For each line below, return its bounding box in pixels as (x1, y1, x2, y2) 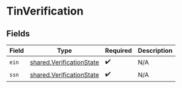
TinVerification (6, 4, 84, 18)
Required (104, 47, 133, 55)
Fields (6, 29, 31, 39)
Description (137, 47, 173, 55)
